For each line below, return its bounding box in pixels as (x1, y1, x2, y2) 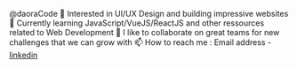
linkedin (9, 49, 38, 60)
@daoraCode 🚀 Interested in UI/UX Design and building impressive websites (9, 9, 289, 19)
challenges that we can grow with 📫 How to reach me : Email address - (9, 37, 272, 48)
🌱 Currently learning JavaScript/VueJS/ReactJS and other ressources (9, 18, 265, 28)
